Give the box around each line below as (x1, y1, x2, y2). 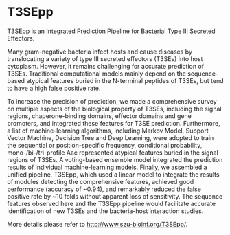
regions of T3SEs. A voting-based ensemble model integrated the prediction (7, 155, 223, 164)
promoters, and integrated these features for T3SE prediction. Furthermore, (7, 119, 221, 127)
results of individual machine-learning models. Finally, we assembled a (7, 163, 207, 171)
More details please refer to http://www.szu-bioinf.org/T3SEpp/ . (7, 220, 188, 228)
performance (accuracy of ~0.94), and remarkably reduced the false (7, 185, 201, 193)
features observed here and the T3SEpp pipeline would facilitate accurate (7, 199, 216, 208)
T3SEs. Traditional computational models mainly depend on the (7, 69, 187, 78)
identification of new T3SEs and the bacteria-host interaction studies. (7, 207, 204, 215)
